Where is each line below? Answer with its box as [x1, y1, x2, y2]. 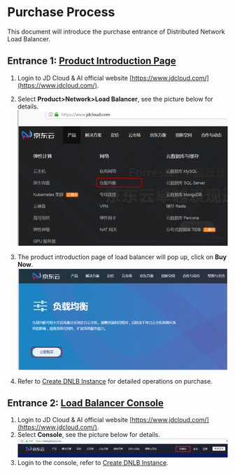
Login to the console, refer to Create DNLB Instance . [17, 459, 169, 467]
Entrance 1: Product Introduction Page [7, 55, 176, 67]
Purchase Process [7, 4, 115, 20]
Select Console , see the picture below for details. [17, 431, 161, 439]
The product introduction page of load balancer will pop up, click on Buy [17, 253, 227, 261]
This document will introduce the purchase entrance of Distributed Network [7, 27, 225, 36]
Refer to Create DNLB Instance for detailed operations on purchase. [17, 377, 213, 385]
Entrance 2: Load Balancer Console [7, 397, 164, 410]
